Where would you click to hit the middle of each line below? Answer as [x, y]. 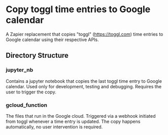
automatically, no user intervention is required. [54, 127]
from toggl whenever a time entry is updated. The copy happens [73, 121]
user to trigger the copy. [31, 92]
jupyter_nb [20, 70]
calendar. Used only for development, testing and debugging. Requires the [84, 86]
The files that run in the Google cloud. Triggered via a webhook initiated [81, 116]
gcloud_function [27, 105]
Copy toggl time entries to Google [78, 9]
